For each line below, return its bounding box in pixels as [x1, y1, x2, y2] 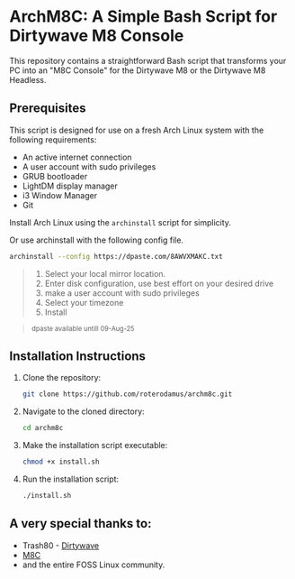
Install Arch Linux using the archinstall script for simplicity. [9, 216, 232, 227]
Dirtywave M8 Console [9, 25, 184, 46]
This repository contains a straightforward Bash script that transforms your [9, 55, 287, 66]
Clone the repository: [22, 372, 102, 383]
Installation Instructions [9, 349, 147, 364]
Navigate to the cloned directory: [22, 406, 146, 417]
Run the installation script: [22, 473, 120, 484]
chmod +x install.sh [22, 457, 100, 466]
